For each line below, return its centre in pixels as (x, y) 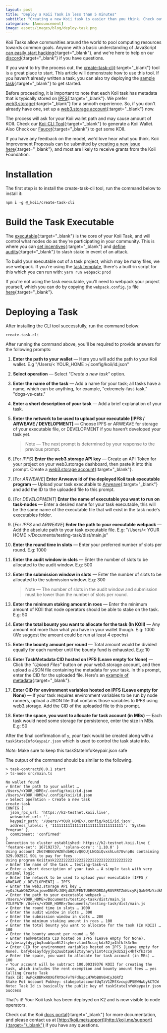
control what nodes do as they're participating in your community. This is (80, 241)
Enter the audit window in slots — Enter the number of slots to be (80, 559)
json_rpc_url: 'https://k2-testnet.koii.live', (60, 812)
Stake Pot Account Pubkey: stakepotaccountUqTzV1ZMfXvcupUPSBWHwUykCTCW (82, 982)
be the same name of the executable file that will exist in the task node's (86, 509)
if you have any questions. (72, 1025)
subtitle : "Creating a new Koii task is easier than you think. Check (80, 19)
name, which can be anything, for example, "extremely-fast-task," (80, 389)
